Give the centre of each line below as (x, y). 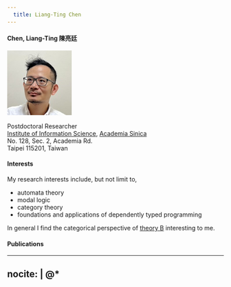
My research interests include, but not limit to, (72, 179)
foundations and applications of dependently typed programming (109, 215)
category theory (40, 208)
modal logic (33, 200)
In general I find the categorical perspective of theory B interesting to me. (111, 228)
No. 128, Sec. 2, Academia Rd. (50, 141)
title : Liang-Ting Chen (47, 14)
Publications (25, 244)
